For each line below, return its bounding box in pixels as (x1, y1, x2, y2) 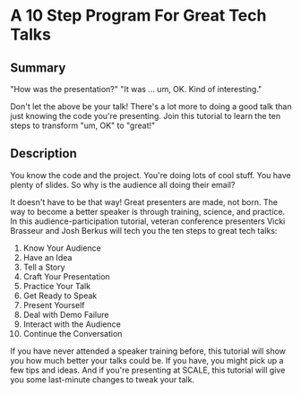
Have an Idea (22, 252, 73, 262)
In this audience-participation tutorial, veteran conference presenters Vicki (10, 216, 286, 227)
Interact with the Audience (22, 319, 122, 330)
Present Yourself (22, 299, 85, 310)
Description (10, 146, 77, 161)
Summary (10, 60, 66, 75)
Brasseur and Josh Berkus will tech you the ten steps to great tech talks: (10, 225, 278, 236)
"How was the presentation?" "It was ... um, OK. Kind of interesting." (10, 84, 262, 94)
